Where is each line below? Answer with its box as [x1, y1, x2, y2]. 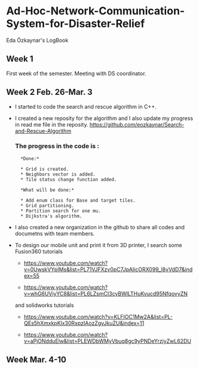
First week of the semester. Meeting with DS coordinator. [6, 70, 146, 77]
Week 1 [6, 54, 33, 64]
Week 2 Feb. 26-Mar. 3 [6, 87, 93, 97]
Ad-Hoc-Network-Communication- [6, 4, 185, 18]
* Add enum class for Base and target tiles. [20, 197, 136, 204]
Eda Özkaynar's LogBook [6, 36, 69, 44]
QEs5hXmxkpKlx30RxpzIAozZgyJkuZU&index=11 [23, 319, 145, 327]
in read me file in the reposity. [14, 121, 88, 128]
